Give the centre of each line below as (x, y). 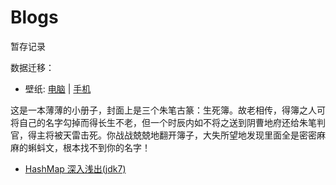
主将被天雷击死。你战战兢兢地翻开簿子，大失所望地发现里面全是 (168, 135)
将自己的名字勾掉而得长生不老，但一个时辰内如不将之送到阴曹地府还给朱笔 (163, 122)
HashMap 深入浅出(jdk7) (75, 168)
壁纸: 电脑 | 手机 (58, 88)
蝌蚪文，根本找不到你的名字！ (89, 147)
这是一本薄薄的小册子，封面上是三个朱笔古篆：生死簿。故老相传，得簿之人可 (168, 110)
